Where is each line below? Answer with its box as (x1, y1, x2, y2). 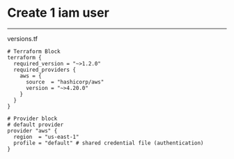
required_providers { (13, 66, 77, 73)
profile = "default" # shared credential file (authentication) (13, 139, 204, 146)
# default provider (7, 121, 64, 128)
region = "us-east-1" (13, 133, 79, 140)
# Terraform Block (7, 47, 61, 55)
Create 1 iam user (7, 5, 109, 21)
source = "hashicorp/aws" (25, 78, 104, 85)
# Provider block (7, 115, 58, 122)
